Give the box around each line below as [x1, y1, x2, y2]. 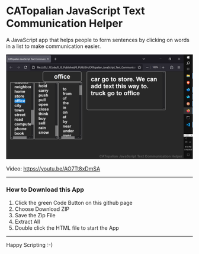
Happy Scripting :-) [6, 241, 53, 248]
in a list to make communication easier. [6, 43, 101, 50]
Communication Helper [6, 17, 123, 30]
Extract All [14, 218, 40, 225]
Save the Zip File [14, 211, 56, 218]
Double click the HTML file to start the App [14, 224, 120, 232]
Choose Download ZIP [14, 205, 70, 213]
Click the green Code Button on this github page [14, 199, 133, 206]
